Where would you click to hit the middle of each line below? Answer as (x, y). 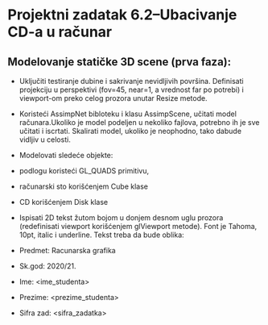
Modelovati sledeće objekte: (66, 155)
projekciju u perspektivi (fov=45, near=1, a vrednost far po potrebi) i (132, 90)
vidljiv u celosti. (45, 140)
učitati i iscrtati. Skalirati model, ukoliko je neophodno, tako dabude (130, 131)
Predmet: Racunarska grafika (67, 250)
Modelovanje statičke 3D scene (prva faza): (120, 62)
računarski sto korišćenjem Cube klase (83, 186)
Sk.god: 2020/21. (48, 266)
